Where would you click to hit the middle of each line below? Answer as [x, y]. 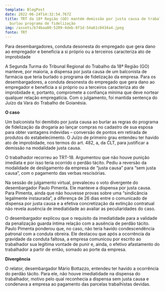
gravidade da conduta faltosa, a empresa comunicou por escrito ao [73, 239]
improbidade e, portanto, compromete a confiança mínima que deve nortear [82, 92]
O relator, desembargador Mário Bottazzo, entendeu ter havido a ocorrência [82, 268]
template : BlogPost [25, 10]
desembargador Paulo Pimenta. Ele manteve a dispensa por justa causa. [78, 188]
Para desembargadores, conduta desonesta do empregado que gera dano [80, 46]
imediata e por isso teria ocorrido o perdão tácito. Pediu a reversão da [76, 163]
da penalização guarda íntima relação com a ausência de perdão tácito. [77, 223]
